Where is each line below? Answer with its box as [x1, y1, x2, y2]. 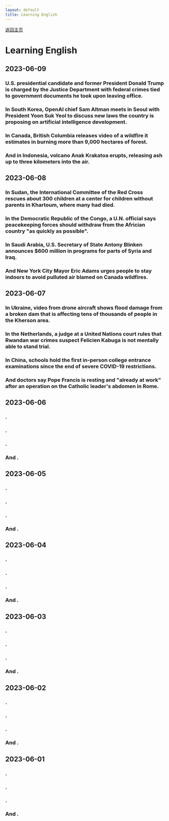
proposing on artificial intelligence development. [5, 118, 128, 125]
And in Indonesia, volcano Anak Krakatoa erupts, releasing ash [5, 152, 163, 159]
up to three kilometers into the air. [5, 158, 90, 165]
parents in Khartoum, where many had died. [5, 201, 115, 208]
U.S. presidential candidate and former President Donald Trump [5, 80, 164, 86]
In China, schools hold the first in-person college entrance [5, 357, 151, 363]
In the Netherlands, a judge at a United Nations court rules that [5, 331, 162, 338]
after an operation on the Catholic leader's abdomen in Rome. [5, 382, 159, 390]
